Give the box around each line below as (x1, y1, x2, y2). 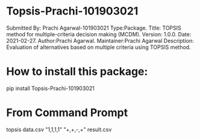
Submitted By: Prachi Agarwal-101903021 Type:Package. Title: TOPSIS (6, 24, 182, 31)
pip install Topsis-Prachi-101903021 (6, 85, 95, 92)
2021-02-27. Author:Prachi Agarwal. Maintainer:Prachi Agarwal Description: (6, 37, 194, 44)
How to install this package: (6, 65, 148, 79)
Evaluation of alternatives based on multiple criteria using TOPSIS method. (6, 44, 191, 51)
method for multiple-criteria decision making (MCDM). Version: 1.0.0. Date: (6, 30, 192, 37)
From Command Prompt (6, 106, 128, 120)
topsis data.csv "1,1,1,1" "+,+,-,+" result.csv (6, 126, 112, 133)
